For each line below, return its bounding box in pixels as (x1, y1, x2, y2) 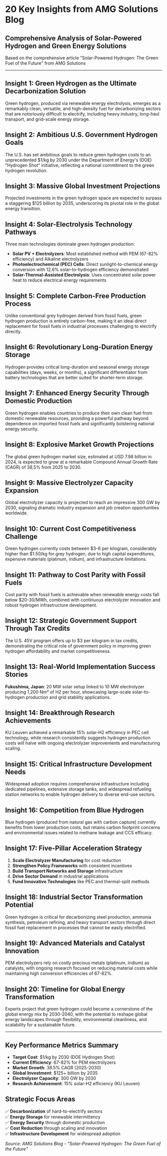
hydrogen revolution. (5, 167, 48, 173)
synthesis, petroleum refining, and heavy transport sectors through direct (5, 919, 156, 925)
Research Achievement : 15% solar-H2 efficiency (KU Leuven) (12, 1081, 140, 1087)
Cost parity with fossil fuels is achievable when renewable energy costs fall (5, 591, 160, 597)
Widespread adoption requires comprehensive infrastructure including (5, 781, 149, 787)
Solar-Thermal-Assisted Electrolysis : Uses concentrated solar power (12, 272, 156, 278)
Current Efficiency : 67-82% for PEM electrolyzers (12, 1059, 116, 1065)
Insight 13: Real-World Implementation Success (5, 662, 156, 671)
